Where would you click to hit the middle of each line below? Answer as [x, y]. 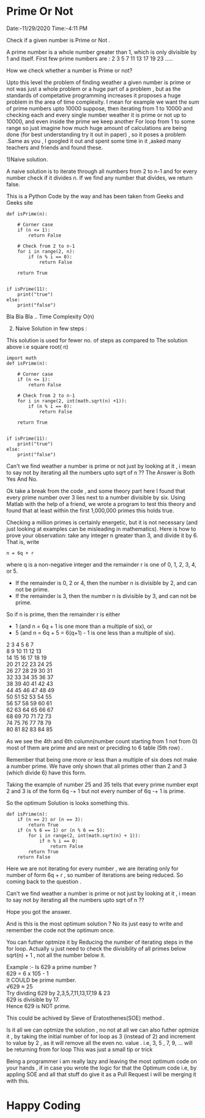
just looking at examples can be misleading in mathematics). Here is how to [101, 529]
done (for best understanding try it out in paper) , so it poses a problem [96, 134]
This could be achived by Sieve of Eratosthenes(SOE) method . [86, 1018]
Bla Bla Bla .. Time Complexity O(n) [50, 316]
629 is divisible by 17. [33, 999]
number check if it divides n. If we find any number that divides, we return [99, 178]
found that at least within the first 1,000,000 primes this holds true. [90, 510]
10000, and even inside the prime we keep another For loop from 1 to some [101, 121]
